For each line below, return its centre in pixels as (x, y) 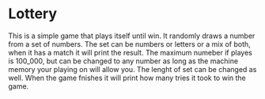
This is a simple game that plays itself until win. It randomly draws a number (132, 36)
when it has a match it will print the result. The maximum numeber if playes (131, 52)
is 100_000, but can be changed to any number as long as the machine (123, 61)
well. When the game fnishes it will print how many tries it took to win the (127, 78)
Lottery (33, 14)
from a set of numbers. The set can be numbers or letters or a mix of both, (129, 44)
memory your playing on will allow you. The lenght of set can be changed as (132, 69)
